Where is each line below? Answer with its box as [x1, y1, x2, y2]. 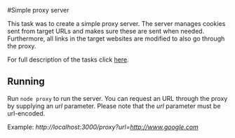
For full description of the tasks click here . [7, 55, 130, 64]
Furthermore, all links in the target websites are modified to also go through [7, 34, 225, 43]
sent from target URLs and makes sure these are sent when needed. [7, 27, 205, 35]
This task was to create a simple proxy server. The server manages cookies [7, 20, 226, 27]
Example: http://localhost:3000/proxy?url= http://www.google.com [7, 123, 199, 131]
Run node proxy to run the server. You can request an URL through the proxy [7, 94, 228, 102]
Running [7, 76, 46, 88]
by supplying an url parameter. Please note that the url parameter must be [7, 102, 221, 110]
